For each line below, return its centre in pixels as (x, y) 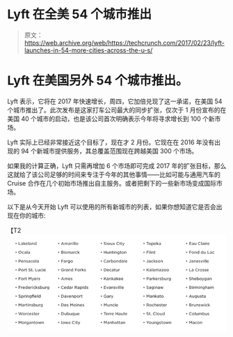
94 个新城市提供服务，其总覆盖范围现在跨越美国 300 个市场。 (109, 151)
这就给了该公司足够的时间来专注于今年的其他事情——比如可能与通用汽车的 (114, 174)
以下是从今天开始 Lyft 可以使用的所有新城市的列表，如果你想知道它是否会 (112, 207)
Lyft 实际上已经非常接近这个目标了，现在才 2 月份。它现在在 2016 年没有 (111, 142)
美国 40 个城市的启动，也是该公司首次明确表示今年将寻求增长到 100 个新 (111, 119)
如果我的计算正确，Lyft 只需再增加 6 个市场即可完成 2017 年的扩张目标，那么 (117, 165)
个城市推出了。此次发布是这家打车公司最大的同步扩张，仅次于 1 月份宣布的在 (117, 110)
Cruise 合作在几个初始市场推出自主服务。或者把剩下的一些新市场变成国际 (112, 183)
